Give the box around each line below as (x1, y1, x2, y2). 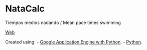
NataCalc (5, 3, 45, 14)
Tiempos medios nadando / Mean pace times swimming (5, 19, 121, 25)
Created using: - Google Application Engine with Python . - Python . (5, 38, 142, 45)
